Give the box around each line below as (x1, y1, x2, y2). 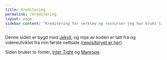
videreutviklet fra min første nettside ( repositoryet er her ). (5, 40, 123, 46)
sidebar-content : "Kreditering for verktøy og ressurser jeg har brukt (5, 21, 157, 26)
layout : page (5, 16, 32, 21)
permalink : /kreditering (5, 12, 57, 17)
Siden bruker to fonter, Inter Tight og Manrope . (5, 49, 101, 55)
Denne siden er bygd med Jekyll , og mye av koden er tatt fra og (5, 34, 136, 40)
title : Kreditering (5, 7, 46, 12)
